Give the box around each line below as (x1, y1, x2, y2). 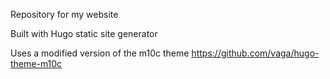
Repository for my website (10, 9, 119, 20)
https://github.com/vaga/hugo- (191, 47, 320, 59)
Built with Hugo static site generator (10, 28, 158, 39)
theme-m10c (10, 58, 63, 69)
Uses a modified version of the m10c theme (10, 47, 190, 59)
